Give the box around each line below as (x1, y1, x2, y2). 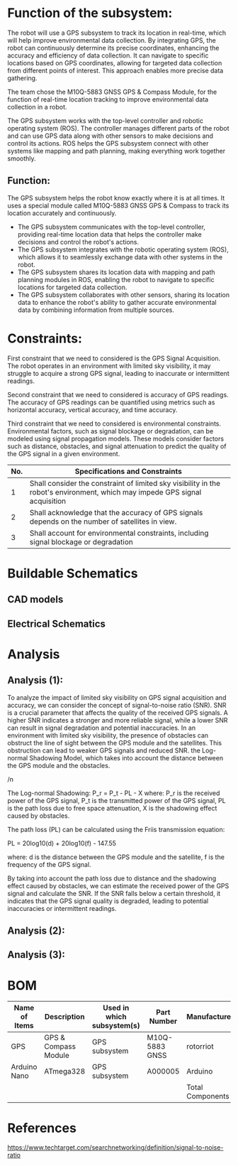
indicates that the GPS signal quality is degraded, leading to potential (7, 897, 209, 905)
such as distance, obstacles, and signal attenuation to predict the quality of (7, 442, 227, 450)
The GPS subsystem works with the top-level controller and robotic (7, 116, 204, 125)
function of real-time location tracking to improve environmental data (7, 95, 209, 104)
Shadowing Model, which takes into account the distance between (29, 753, 224, 762)
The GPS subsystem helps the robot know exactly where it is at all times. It (7, 193, 225, 202)
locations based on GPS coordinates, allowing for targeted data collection (7, 58, 222, 67)
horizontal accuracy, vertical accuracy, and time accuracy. (7, 405, 178, 414)
